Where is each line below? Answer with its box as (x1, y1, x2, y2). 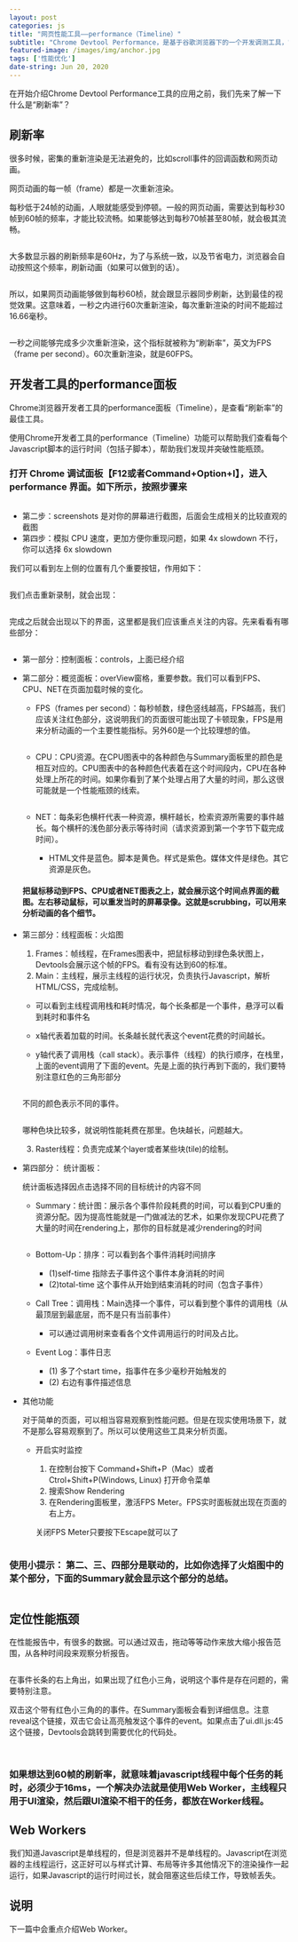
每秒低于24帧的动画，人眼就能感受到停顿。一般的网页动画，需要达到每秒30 (9, 202, 286, 212)
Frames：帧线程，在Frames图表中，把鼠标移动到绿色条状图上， (35, 948, 269, 959)
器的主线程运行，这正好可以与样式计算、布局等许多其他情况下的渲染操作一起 (9, 1858, 289, 1869)
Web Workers (9, 1823, 87, 1838)
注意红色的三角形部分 (43, 1071, 122, 1082)
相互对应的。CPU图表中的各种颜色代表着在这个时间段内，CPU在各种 (35, 762, 286, 773)
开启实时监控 (35, 1445, 82, 1455)
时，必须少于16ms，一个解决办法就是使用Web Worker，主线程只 (9, 1782, 287, 1795)
